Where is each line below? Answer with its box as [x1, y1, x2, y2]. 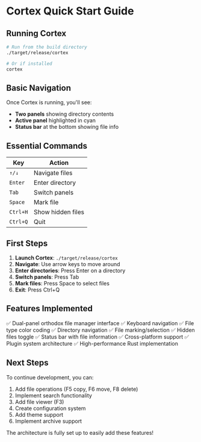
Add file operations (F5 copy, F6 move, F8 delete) [14, 385, 138, 393]
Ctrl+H [9, 209, 28, 216]
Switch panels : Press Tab [14, 273, 79, 281]
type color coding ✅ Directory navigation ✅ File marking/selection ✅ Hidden [6, 326, 196, 334]
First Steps [6, 238, 48, 248]
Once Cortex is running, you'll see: [6, 99, 92, 106]
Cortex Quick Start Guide [6, 4, 134, 18]
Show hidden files [34, 208, 84, 216]
